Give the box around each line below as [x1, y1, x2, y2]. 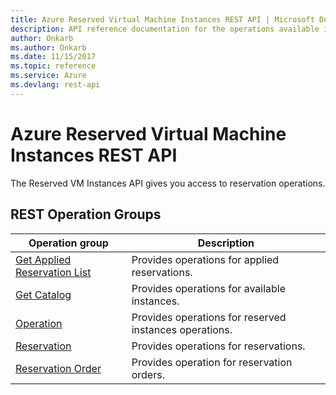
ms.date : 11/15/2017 [10, 52, 97, 62]
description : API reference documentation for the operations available [10, 24, 320, 34]
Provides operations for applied [131, 252, 280, 266]
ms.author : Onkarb [10, 42, 87, 53]
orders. [131, 367, 165, 381]
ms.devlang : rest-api [10, 80, 101, 90]
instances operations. [131, 322, 233, 336]
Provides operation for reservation [131, 355, 293, 369]
